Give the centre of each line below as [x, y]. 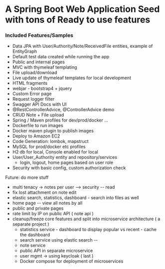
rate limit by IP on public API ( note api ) [53, 214]
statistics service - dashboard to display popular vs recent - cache [88, 230]
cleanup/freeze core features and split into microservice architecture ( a [86, 219]
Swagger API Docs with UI [39, 104]
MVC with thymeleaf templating [45, 67]
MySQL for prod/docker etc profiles [49, 147]
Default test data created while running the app [61, 57]
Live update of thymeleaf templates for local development [72, 78]
